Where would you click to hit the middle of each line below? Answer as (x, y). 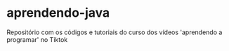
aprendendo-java (58, 13)
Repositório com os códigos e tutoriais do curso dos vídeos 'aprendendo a (115, 32)
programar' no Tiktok (37, 39)
